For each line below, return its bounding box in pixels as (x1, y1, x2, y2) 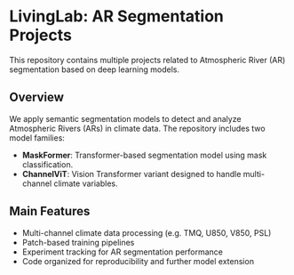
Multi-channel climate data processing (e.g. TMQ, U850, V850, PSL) (21, 227, 272, 238)
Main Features (9, 204, 91, 219)
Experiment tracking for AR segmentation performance (21, 247, 224, 257)
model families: (9, 132, 65, 143)
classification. (21, 158, 74, 170)
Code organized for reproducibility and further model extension (21, 255, 255, 266)
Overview (9, 90, 65, 105)
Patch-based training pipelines (21, 237, 135, 247)
